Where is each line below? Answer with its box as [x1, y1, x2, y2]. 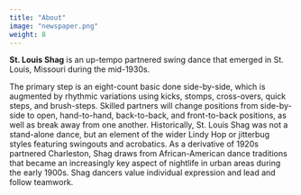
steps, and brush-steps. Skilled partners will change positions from [9, 101, 259, 111]
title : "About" [9, 13, 67, 22]
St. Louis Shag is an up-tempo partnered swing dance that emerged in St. [9, 55, 284, 66]
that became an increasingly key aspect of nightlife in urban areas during [9, 158, 281, 169]
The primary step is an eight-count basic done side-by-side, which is [9, 82, 266, 93]
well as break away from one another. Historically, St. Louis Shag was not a [9, 120, 288, 130]
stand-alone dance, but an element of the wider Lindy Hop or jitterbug [9, 129, 270, 140]
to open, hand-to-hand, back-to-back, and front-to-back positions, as [26, 110, 287, 121]
